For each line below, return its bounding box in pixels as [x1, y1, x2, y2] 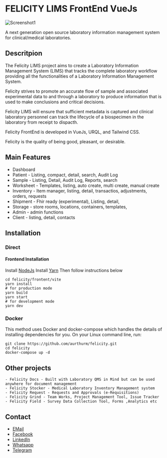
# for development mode [5, 299, 55, 304]
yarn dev [5, 304, 23, 309]
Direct [5, 244, 20, 251]
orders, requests [12, 193, 47, 199]
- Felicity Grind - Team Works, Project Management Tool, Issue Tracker [5, 394, 160, 400]
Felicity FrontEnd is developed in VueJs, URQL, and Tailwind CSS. [5, 129, 141, 135]
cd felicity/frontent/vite [5, 277, 61, 282]
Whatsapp [12, 442, 34, 447]
